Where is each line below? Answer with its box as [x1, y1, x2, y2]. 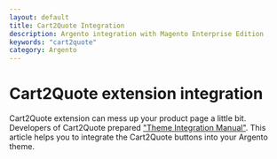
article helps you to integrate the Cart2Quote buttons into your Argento [9, 132, 268, 142]
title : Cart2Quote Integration [9, 21, 125, 30]
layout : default [9, 12, 69, 22]
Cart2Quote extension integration [9, 84, 264, 104]
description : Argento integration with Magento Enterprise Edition [9, 29, 265, 38]
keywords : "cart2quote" [9, 37, 98, 47]
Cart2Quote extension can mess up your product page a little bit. [9, 113, 247, 124]
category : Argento [9, 46, 77, 55]
